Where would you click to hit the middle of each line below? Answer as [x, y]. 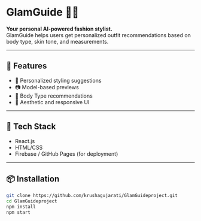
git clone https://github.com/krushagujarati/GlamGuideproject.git [92, 196]
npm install [21, 207]
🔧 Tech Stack [31, 127]
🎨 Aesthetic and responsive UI [52, 102]
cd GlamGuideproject [32, 201]
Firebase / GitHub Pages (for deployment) [66, 154]
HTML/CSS [29, 147]
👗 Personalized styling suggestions [58, 80]
